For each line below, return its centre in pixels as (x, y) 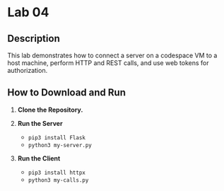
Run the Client (39, 158)
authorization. (28, 70)
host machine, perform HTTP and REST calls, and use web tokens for (108, 63)
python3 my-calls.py (58, 180)
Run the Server (40, 123)
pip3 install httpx (57, 173)
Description (34, 39)
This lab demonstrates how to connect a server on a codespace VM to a (112, 55)
